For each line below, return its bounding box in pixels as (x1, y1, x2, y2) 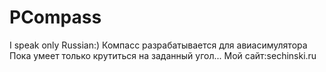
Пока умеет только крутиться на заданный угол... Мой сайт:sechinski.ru (9, 49, 317, 61)
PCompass (9, 6, 102, 29)
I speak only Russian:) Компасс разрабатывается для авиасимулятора (9, 39, 308, 51)
